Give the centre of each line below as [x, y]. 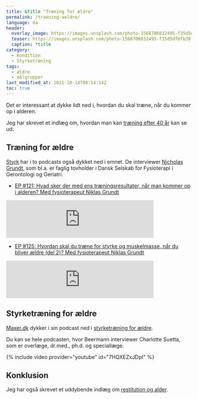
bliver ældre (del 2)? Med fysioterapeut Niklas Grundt [79, 252]
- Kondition [26, 55]
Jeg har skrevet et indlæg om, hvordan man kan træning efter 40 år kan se [97, 123]
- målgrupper [27, 77]
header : [16, 28]
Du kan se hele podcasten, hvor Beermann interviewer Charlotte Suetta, [93, 339]
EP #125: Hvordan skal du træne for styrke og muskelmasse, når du [96, 246]
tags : [13, 66]
